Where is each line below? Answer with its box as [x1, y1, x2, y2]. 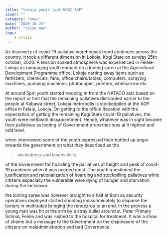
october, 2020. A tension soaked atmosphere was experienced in [5, 59, 140, 65]
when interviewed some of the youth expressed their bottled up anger [5, 136, 149, 142]
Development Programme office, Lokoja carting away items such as [5, 70, 144, 76]
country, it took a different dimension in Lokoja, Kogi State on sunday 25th [5, 54, 157, 60]
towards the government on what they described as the [5, 142, 119, 148]
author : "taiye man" [5, 26, 48, 31]
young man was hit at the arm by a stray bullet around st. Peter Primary [5, 208, 152, 214]
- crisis [14, 35, 32, 40]
